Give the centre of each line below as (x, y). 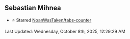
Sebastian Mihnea (33, 8)
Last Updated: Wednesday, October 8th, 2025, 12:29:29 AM (65, 31)
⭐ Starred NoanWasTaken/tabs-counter (52, 20)
